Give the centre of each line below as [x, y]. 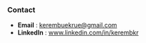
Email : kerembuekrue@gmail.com [67, 25]
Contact [21, 10]
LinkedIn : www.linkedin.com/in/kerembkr [78, 32]
